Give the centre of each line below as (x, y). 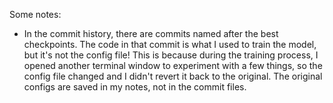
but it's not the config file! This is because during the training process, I (171, 55)
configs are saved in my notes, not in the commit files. (135, 87)
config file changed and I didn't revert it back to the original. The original (173, 76)
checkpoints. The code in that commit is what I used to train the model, (170, 44)
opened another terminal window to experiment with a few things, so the (173, 65)
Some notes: (35, 14)
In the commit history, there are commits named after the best (151, 33)
